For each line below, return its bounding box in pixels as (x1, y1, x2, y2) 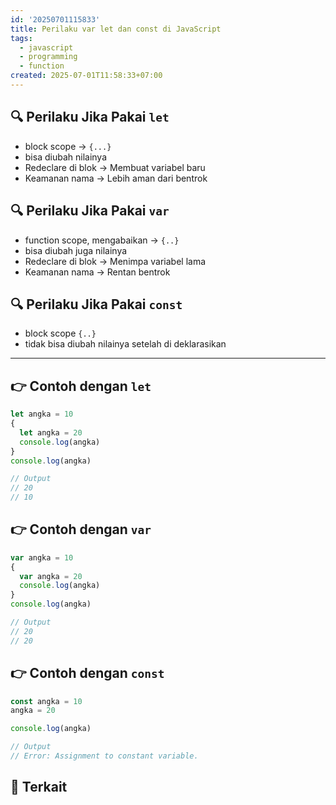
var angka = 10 (10, 552, 74, 563)
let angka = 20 (19, 427, 83, 438)
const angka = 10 (10, 696, 83, 706)
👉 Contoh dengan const (10, 665, 165, 682)
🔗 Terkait (10, 779, 68, 796)
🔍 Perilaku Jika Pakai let (10, 109, 170, 126)
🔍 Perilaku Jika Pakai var (10, 202, 170, 220)
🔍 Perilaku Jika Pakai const (10, 296, 183, 313)
